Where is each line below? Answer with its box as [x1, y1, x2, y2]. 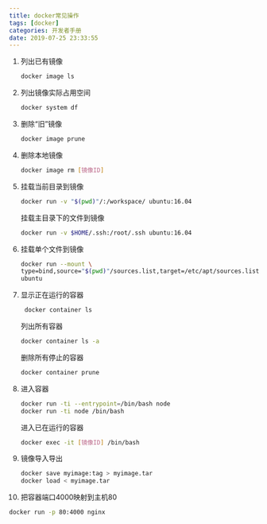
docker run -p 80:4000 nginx [9, 508, 106, 517]
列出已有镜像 [20, 56, 63, 66]
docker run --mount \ [20, 260, 93, 268]
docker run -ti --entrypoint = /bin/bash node [20, 399, 171, 408]
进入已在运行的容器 [20, 422, 84, 432]
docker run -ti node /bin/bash [20, 407, 125, 415]
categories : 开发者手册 [9, 26, 82, 34]
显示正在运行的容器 [20, 290, 84, 300]
